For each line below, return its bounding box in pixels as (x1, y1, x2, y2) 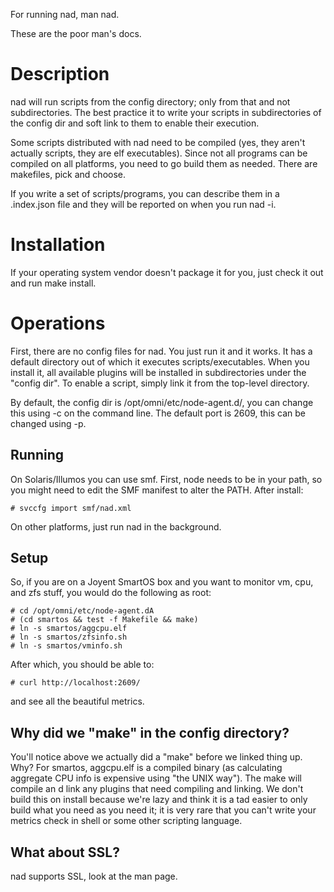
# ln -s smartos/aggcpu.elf (10, 624, 128, 634)
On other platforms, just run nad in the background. (10, 520, 222, 533)
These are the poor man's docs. (10, 28, 142, 39)
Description (10, 63, 110, 86)
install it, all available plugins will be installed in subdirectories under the (10, 366, 307, 378)
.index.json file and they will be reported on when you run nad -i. (10, 198, 277, 210)
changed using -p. (10, 417, 87, 429)
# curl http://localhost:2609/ (10, 678, 141, 688)
